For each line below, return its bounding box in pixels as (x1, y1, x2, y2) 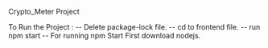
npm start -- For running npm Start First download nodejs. (8, 31, 201, 40)
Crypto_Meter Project (8, 7, 80, 16)
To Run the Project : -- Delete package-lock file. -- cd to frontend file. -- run (8, 22, 261, 31)
